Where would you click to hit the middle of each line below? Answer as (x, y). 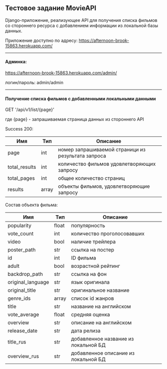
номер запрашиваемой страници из (102, 150)
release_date (23, 331)
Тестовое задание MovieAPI (51, 8)
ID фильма (84, 258)
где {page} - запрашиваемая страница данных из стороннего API (75, 120)
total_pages (21, 178)
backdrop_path (25, 274)
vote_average (23, 315)
